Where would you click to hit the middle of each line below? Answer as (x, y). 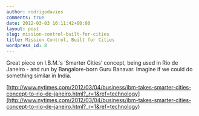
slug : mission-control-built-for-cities (58, 34)
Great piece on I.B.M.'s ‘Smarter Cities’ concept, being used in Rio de (92, 63)
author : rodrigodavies (35, 12)
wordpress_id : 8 (27, 46)
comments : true (25, 18)
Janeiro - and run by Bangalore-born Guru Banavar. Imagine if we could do (99, 69)
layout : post (23, 29)
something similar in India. (39, 76)
